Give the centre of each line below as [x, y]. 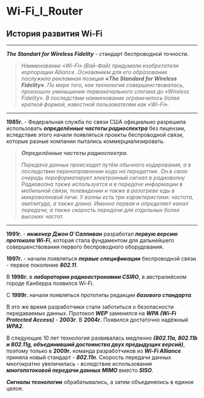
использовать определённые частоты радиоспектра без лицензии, [96, 128]
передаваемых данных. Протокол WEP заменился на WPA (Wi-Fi [91, 313]
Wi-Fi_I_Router [45, 11]
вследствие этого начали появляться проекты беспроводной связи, [95, 135]
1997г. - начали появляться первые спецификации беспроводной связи [101, 259]
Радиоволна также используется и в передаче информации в [102, 184]
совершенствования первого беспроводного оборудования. [85, 247]
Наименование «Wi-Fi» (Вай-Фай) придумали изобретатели [100, 66]
